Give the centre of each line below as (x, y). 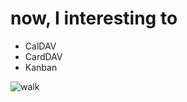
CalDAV (40, 46)
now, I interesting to (94, 18)
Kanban (41, 67)
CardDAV (43, 56)
